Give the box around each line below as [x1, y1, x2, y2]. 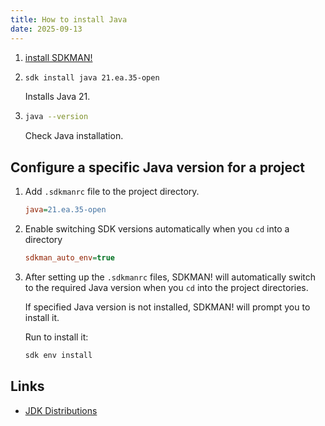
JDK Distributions [24, 404, 98, 416]
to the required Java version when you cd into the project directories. [24, 281, 309, 293]
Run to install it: [24, 331, 89, 343]
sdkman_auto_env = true [24, 252, 115, 263]
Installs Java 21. [24, 91, 91, 103]
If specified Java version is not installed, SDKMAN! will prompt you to [24, 301, 311, 313]
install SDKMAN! [24, 51, 93, 63]
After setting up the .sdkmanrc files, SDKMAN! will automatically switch [24, 271, 317, 283]
